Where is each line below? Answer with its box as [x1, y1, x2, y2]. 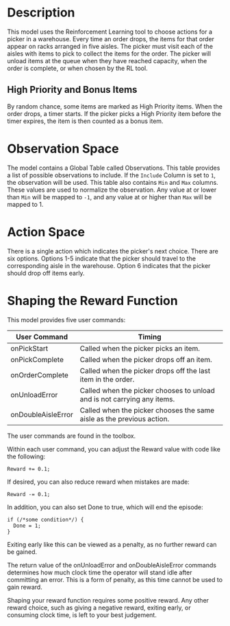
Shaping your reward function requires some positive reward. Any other [7, 596, 209, 604]
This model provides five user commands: [7, 315, 126, 324]
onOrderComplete [10, 370, 68, 379]
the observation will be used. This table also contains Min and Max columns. [7, 178, 219, 186]
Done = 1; [13, 522, 41, 529]
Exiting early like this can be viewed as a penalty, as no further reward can [7, 540, 217, 548]
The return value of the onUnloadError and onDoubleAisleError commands [7, 561, 217, 569]
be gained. [7, 548, 38, 556]
